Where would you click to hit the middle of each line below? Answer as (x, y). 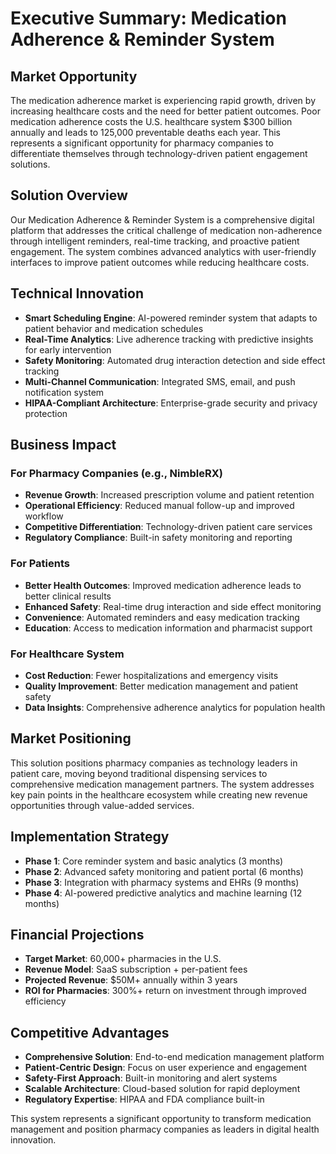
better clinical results (68, 596)
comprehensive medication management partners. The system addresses (162, 784)
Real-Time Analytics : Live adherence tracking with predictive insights (169, 339)
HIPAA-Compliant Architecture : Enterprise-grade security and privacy (171, 403)
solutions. (30, 164)
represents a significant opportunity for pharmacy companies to (142, 143)
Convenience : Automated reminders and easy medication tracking (162, 617)
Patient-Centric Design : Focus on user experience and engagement (165, 1068)
